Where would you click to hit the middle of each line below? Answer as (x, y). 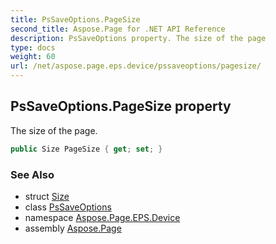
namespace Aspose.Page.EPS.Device (102, 217)
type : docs (33, 47)
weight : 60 (33, 57)
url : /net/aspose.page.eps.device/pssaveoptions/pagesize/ (136, 66)
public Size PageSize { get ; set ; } (86, 149)
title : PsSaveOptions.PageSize (75, 19)
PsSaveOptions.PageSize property (121, 106)
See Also (32, 174)
